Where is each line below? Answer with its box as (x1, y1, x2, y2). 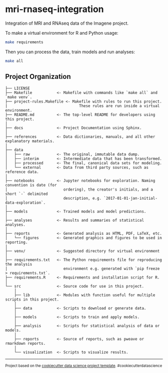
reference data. (5, 169, 39, 174)
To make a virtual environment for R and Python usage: (5, 30, 118, 36)
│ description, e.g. (5, 196, 101, 201)
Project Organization (5, 72, 71, 81)
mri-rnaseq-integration (5, 4, 104, 15)
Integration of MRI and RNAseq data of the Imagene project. (5, 20, 129, 26)
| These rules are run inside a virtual (5, 103, 160, 109)
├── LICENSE (5, 85, 30, 91)
